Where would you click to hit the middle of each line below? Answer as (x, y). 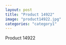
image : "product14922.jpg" (33, 19)
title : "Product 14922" (30, 14)
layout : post (19, 10)
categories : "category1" (31, 24)
